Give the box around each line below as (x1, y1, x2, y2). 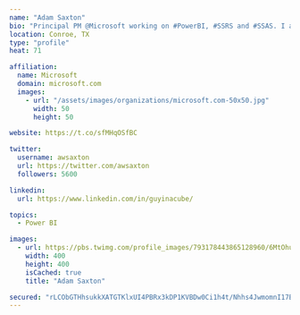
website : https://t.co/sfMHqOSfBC (9, 129, 138, 138)
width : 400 (25, 251, 66, 260)
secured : (9, 293, 42, 302)
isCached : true (25, 268, 82, 277)
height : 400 (25, 260, 70, 268)
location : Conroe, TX (9, 30, 90, 38)
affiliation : (9, 63, 58, 72)
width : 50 (32, 104, 70, 113)
